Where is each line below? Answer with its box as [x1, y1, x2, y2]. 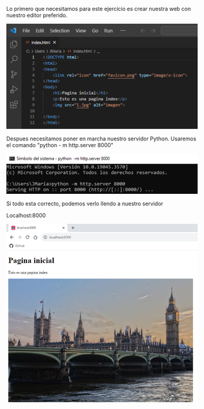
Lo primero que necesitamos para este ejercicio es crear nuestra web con [6, 5, 191, 12]
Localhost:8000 [6, 212, 46, 219]
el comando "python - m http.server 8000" [6, 142, 114, 149]
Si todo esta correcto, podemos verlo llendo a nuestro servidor [6, 200, 164, 207]
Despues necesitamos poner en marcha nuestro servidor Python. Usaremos [6, 135, 197, 142]
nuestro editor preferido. [6, 12, 68, 19]
